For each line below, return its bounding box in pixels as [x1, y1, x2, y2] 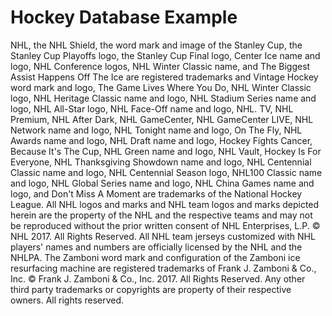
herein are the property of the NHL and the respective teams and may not [10, 209, 313, 221]
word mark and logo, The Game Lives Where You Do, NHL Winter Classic [10, 81, 312, 93]
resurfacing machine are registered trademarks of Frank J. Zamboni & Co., [10, 262, 317, 274]
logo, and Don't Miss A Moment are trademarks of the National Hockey [10, 187, 303, 200]
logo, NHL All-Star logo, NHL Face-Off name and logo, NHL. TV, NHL [10, 102, 294, 115]
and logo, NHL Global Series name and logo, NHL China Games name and [10, 177, 315, 189]
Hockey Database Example [10, 6, 238, 29]
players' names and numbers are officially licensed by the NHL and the [10, 241, 303, 253]
